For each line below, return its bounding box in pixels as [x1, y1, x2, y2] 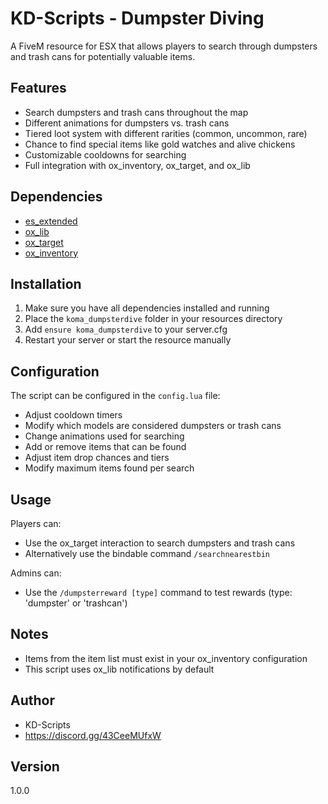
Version [10, 758, 60, 776]
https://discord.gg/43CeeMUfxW [24, 729, 162, 741]
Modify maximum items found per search [24, 462, 195, 474]
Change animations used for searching [24, 430, 185, 442]
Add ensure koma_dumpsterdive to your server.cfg [24, 323, 228, 336]
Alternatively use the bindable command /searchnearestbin [24, 548, 270, 559]
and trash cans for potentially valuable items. [10, 50, 196, 62]
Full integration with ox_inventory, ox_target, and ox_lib [24, 159, 251, 171]
